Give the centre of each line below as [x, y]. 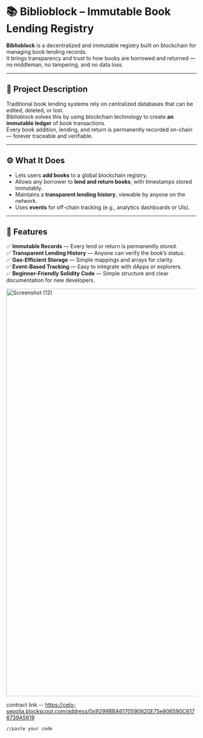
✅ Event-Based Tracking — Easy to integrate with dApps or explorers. [94, 267]
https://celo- [61, 705]
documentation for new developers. [51, 280]
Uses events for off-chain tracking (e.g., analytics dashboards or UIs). [102, 207]
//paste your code [29, 729]
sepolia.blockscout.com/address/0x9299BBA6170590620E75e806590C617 [101, 711]
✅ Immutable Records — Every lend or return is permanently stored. [92, 246]
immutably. [29, 188]
